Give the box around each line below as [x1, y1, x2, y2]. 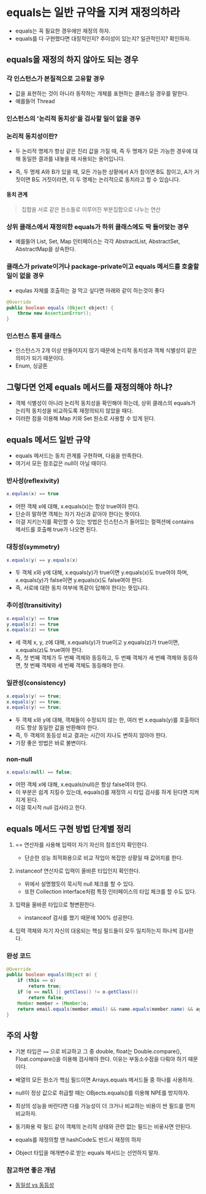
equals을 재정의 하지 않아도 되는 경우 [6, 55, 139, 65]
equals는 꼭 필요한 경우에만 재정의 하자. [15, 27, 111, 34]
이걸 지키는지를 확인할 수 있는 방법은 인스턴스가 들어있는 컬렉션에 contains [15, 518, 194, 525]
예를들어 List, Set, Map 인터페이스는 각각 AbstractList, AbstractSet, [15, 238, 180, 245]
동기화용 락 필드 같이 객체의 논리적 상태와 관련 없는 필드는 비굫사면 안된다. [15, 1123, 192, 1131]
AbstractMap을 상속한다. [15, 245, 77, 253]
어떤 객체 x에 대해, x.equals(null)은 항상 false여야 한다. [15, 781, 148, 788]
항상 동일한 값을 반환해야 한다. [26, 724, 99, 731]
